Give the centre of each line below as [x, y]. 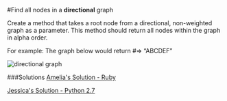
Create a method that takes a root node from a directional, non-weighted [110, 23]
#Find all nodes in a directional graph [60, 10]
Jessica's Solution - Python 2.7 [51, 90]
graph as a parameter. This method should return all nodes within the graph [114, 30]
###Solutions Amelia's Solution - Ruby [62, 77]
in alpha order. [27, 38]
